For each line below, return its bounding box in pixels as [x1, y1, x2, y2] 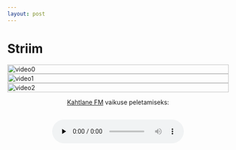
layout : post [7, 10, 46, 18]
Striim [7, 40, 44, 56]
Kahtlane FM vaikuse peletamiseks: [66, 98, 170, 106]
